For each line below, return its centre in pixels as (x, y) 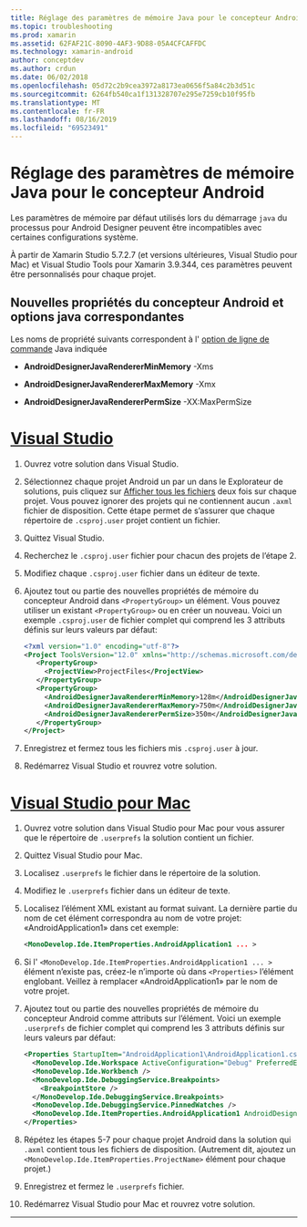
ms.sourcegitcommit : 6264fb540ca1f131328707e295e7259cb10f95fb (133, 94)
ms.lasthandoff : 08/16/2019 (64, 119)
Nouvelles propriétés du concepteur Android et (147, 303)
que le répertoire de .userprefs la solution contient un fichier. (138, 838)
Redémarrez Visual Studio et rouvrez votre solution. (120, 766)
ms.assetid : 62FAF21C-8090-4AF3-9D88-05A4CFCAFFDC (108, 43)
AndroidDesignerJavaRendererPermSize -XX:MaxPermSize (138, 401)
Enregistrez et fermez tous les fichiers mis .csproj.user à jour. (141, 748)
